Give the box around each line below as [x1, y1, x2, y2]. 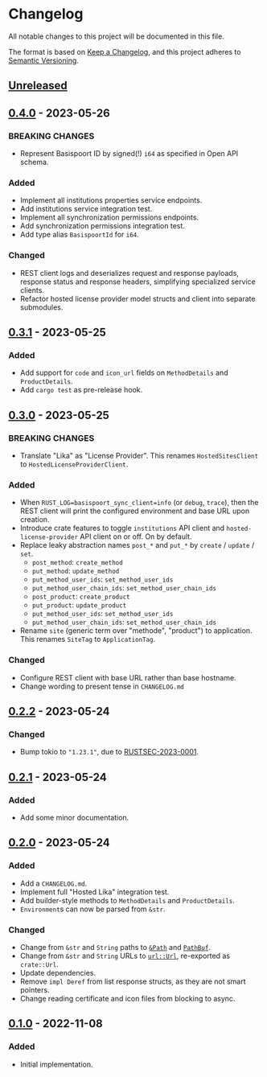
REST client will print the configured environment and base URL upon [19, 506, 250, 516]
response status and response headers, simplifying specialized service [19, 277, 256, 286]
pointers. [19, 985, 50, 994]
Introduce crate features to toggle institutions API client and [19, 524, 225, 533]
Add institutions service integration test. [19, 204, 153, 214]
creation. [19, 515, 50, 524]
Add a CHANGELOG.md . [19, 878, 88, 888]
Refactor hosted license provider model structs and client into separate [19, 294, 256, 303]
